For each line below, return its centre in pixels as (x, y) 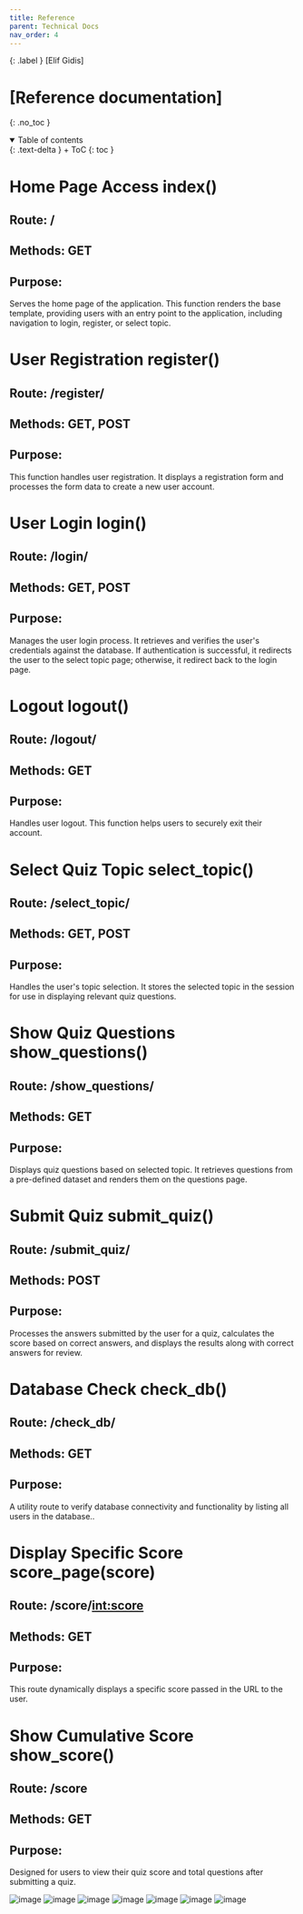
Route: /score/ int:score (77, 1606)
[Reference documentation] (116, 97)
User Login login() (78, 523)
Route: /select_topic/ (69, 903)
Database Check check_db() (118, 1389)
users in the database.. (52, 1516)
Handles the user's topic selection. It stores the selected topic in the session (152, 987)
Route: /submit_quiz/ (70, 1250)
